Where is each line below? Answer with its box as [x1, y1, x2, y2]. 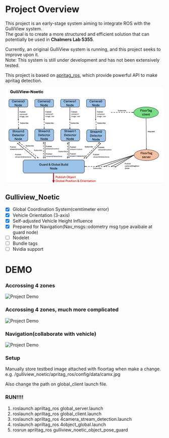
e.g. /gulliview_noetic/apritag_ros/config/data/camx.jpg [5, 371, 121, 377]
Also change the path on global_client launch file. [5, 381, 107, 387]
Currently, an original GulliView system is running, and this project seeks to [5, 46, 161, 52]
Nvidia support [12, 246, 44, 252]
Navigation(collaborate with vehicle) [5, 330, 97, 337]
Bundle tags [12, 240, 38, 246]
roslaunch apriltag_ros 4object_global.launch [12, 421, 106, 427]
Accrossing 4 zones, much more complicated [5, 306, 119, 313]
